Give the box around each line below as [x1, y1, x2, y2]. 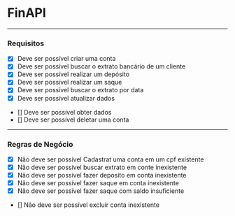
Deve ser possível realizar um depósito [17, 70, 130, 78]
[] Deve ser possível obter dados [17, 108, 112, 116]
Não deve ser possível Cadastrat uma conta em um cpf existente [17, 155, 204, 164]
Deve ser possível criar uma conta [17, 55, 116, 63]
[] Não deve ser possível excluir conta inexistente [17, 201, 159, 209]
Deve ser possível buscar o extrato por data [17, 86, 144, 94]
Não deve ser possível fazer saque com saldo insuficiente [17, 187, 185, 195]
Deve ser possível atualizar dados [17, 94, 115, 102]
